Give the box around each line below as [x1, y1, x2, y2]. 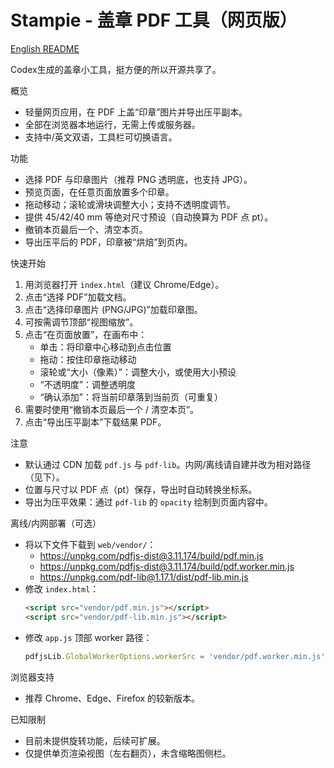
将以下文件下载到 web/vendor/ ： [24, 538, 157, 550]
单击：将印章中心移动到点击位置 [39, 341, 172, 353]
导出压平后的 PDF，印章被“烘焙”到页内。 [24, 236, 193, 248]
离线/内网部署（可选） [10, 517, 102, 529]
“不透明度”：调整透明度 [39, 378, 136, 390]
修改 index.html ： [24, 582, 100, 595]
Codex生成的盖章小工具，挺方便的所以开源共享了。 [10, 63, 222, 75]
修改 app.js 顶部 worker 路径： [24, 631, 153, 643]
